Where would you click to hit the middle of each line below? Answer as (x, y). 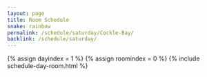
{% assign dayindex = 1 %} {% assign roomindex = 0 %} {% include (103, 58)
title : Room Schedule (38, 20)
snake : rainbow (29, 26)
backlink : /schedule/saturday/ (52, 39)
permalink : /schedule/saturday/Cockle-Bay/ (71, 33)
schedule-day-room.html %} (48, 66)
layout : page (26, 13)
